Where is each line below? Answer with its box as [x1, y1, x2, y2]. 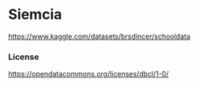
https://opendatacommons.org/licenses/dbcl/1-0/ [8, 69, 169, 79]
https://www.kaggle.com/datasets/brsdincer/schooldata [8, 32, 191, 41]
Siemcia [8, 6, 62, 24]
